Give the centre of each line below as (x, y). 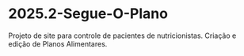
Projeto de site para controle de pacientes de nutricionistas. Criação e (122, 35)
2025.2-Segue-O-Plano (88, 14)
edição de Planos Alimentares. (58, 43)
